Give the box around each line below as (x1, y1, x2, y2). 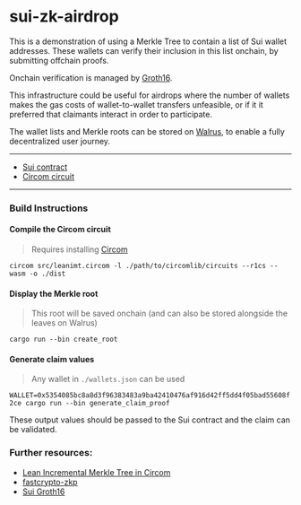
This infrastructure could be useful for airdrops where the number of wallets (9, 90, 290, 100)
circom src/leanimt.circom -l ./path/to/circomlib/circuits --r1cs (9, 262, 267, 271)
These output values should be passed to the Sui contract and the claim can (9, 414, 291, 425)
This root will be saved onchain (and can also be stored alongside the (30, 308, 288, 319)
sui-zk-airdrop (9, 6, 119, 27)
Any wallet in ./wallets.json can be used (30, 374, 185, 385)
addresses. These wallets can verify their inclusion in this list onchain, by (9, 45, 279, 56)
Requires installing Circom (30, 244, 128, 255)
